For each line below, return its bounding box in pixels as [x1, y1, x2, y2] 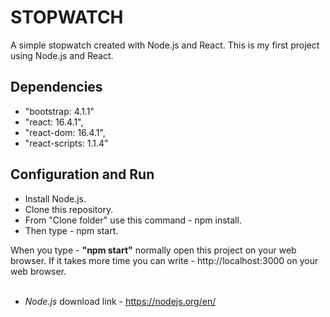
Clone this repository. [24, 203, 114, 215]
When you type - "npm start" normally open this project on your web [10, 244, 297, 256]
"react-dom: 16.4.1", [24, 126, 106, 138]
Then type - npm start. [24, 224, 119, 236]
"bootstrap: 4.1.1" [24, 105, 95, 117]
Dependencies [10, 79, 103, 96]
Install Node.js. [24, 192, 87, 205]
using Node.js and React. [10, 49, 114, 61]
